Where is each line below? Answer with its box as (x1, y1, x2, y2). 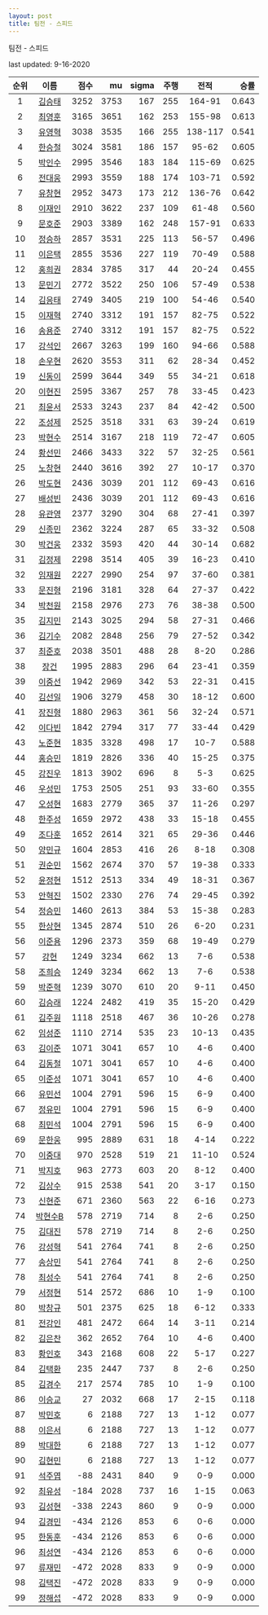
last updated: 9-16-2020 (8, 59, 90, 69)
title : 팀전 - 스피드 (8, 20, 73, 28)
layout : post (8, 11, 53, 20)
